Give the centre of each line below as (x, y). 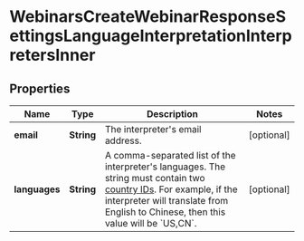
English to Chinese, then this (165, 212)
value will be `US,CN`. (151, 223)
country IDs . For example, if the (171, 189)
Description (172, 114)
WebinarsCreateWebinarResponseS (148, 17)
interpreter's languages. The (165, 167)
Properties (40, 88)
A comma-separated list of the (171, 155)
